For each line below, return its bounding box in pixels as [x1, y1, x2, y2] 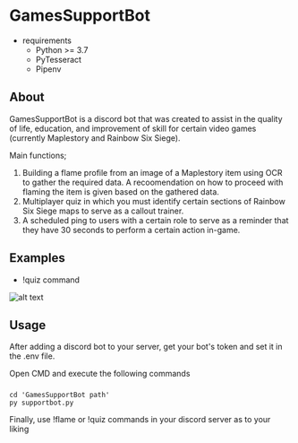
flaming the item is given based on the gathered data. [21, 186, 219, 197]
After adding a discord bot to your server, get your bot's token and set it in [9, 342, 284, 352]
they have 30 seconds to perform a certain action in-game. [21, 224, 241, 235]
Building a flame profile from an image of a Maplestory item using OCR [21, 167, 283, 178]
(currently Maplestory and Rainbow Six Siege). [9, 132, 181, 143]
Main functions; [9, 150, 67, 161]
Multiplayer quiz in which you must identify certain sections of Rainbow [21, 195, 286, 206]
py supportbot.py [9, 398, 74, 408]
